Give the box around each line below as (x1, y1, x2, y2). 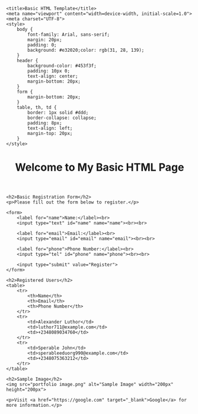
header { (17, 58, 39, 64)
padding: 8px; (27, 120, 62, 126)
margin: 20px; (27, 37, 62, 43)
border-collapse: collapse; (27, 115, 97, 121)
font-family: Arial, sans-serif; (27, 32, 110, 37)
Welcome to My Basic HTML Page (15, 161, 184, 174)
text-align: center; (27, 73, 78, 79)
